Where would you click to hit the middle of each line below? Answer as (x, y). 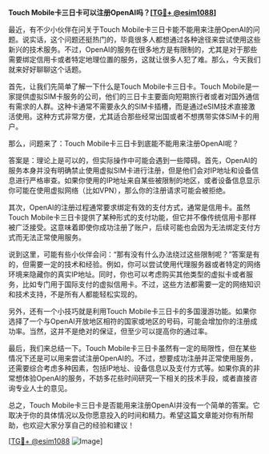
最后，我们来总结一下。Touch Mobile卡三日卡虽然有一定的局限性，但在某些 (132, 348)
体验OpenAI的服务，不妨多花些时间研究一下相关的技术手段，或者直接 (136, 378)
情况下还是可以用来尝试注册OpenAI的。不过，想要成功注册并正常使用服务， (133, 358)
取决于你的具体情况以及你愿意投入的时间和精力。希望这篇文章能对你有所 (127, 415)
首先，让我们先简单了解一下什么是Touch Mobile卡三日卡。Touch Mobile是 (130, 86)
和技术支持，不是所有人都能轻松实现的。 (75, 294)
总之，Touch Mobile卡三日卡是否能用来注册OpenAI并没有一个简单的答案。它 (134, 405)
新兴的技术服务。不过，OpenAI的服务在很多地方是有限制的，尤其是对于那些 (133, 50)
